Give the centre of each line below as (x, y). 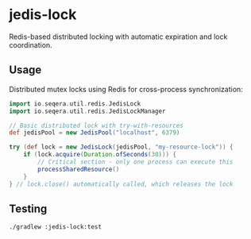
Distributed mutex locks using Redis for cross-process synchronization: (126, 89)
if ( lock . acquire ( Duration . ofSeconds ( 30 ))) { (100, 155)
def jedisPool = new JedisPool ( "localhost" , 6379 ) (95, 133)
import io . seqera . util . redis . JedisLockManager (87, 111)
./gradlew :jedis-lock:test (56, 227)
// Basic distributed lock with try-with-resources (96, 125)
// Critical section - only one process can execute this (135, 162)
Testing (28, 208)
